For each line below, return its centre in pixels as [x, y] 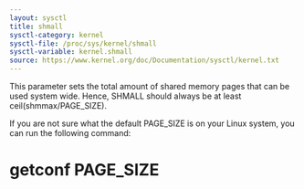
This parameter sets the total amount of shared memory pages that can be [150, 86]
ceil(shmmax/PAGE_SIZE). [58, 105]
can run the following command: [70, 133]
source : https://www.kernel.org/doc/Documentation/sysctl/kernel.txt [145, 60]
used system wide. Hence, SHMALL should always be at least [126, 96]
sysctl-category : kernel [57, 35]
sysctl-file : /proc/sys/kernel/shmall [83, 43]
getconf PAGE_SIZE [84, 170]
